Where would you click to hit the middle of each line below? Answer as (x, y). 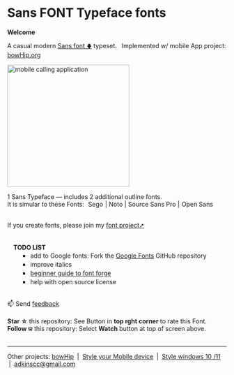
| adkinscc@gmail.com (42, 364)
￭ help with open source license (70, 281)
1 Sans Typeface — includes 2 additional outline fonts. (85, 196)
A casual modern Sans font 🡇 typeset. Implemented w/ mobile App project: (117, 45)
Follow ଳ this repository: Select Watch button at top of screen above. (107, 328)
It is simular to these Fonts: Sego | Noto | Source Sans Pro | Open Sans (110, 204)
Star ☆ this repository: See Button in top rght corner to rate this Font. (107, 321)
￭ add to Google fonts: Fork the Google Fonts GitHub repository (115, 256)
